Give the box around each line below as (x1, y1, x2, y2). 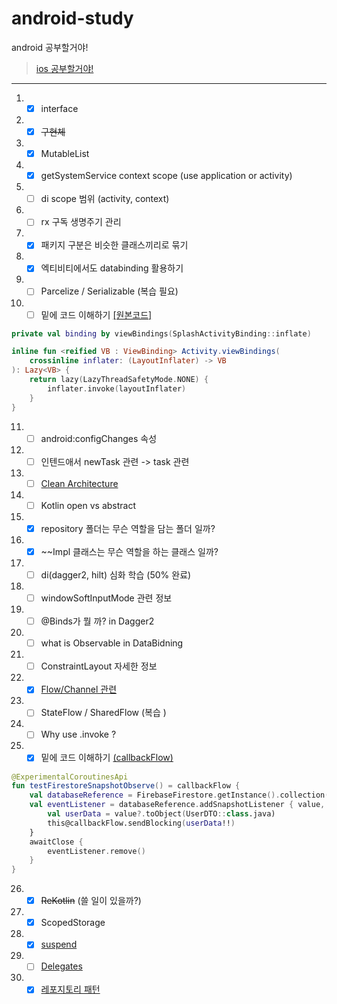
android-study (11, 7, 134, 30)
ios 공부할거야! (35, 62, 94, 74)
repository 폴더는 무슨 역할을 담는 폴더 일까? (40, 522, 216, 534)
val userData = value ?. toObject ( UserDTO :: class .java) (47, 809, 276, 819)
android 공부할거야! (11, 41, 89, 53)
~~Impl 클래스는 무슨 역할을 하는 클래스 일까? (40, 545, 219, 557)
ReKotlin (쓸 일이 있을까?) (40, 895, 142, 907)
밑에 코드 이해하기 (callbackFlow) (40, 752, 174, 764)
